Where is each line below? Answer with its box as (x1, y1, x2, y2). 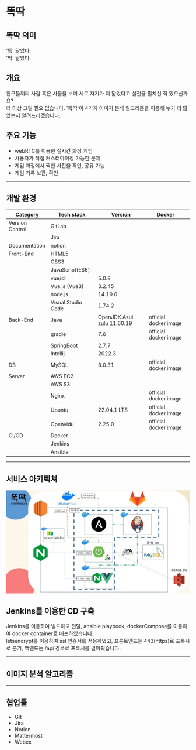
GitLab (50, 222, 66, 230)
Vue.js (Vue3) (50, 282, 84, 290)
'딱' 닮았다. (6, 54, 31, 61)
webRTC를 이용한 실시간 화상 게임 (14, 147, 93, 154)
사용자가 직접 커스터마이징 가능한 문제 (14, 155, 101, 162)
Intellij (50, 350, 65, 357)
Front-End (8, 250, 34, 257)
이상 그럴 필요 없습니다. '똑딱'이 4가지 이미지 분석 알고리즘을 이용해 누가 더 (12, 104, 182, 111)
